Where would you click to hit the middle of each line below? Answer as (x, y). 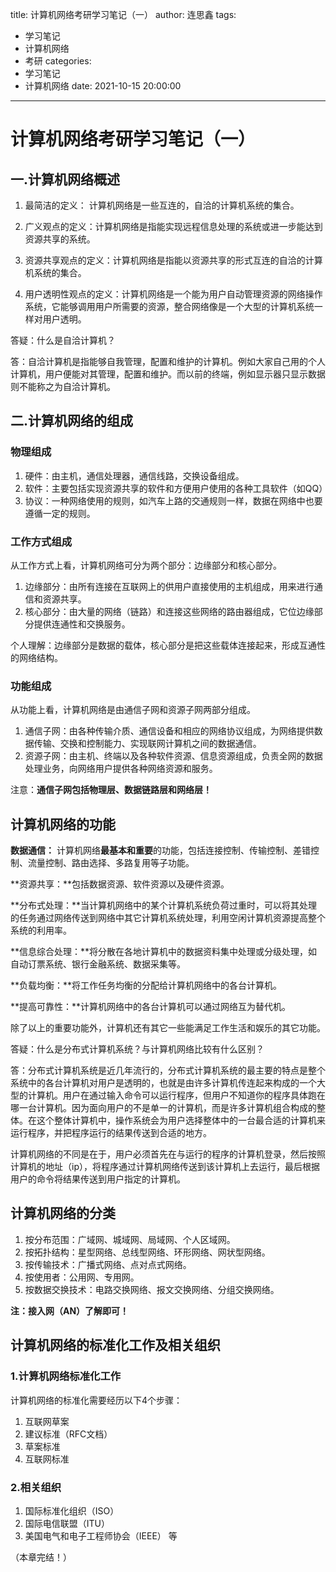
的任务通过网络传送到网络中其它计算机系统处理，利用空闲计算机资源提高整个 (168, 918)
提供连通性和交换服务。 (82, 624)
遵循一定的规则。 (60, 513)
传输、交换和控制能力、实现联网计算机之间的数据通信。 (147, 744)
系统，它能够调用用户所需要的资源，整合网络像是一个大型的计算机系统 (169, 306)
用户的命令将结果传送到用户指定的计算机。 (98, 1179)
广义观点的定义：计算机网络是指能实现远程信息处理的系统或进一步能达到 (173, 226)
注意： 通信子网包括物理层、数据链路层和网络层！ (111, 790)
